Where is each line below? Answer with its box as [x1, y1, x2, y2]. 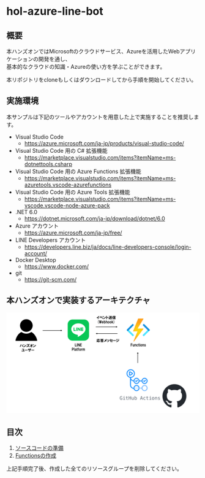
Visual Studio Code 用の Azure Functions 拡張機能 [15, 168, 142, 175]
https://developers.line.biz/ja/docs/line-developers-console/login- [24, 243, 192, 250]
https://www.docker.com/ [24, 263, 89, 270]
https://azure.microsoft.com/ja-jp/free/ [24, 229, 122, 236]
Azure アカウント [15, 222, 59, 229]
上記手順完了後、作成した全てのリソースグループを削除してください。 [6, 465, 182, 472]
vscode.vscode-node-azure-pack [24, 201, 110, 209]
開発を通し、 [38, 55, 71, 63]
